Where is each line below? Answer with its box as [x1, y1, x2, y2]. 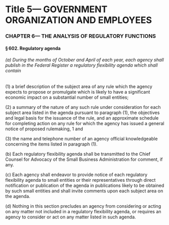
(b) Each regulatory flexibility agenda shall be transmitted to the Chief [5, 151, 151, 157]
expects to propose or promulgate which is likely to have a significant [5, 89, 151, 95]
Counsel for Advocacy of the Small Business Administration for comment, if [5, 156, 163, 162]
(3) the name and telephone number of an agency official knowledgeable [5, 135, 158, 142]
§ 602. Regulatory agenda [5, 45, 61, 51]
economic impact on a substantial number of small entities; [5, 94, 129, 100]
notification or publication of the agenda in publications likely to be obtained [5, 182, 164, 188]
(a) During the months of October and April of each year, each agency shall [5, 57, 164, 63]
